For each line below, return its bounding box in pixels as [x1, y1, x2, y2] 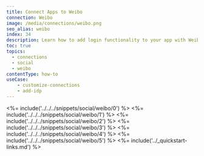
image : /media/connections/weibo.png [6, 20, 102, 26]
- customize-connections [17, 83, 80, 89]
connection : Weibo [6, 15, 53, 21]
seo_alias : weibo [6, 25, 50, 32]
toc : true [6, 43, 32, 49]
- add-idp [17, 88, 42, 94]
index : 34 [6, 32, 32, 38]
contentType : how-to [6, 71, 59, 77]
